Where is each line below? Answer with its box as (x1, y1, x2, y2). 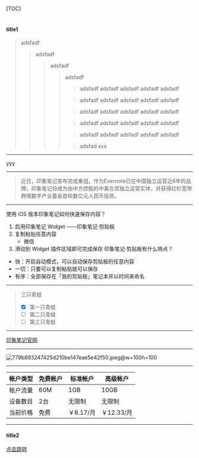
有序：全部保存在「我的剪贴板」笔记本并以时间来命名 (14, 272, 145, 279)
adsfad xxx (79, 142, 107, 150)
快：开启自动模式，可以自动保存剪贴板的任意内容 (14, 257, 134, 265)
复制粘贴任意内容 (14, 230, 57, 237)
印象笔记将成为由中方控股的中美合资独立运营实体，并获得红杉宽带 (31, 185, 192, 192)
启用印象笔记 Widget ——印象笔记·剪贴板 (14, 222, 115, 230)
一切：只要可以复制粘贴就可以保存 (14, 265, 98, 272)
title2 (6, 431, 20, 438)
